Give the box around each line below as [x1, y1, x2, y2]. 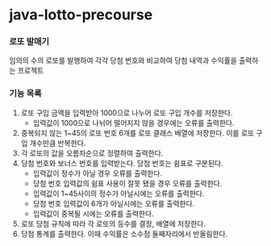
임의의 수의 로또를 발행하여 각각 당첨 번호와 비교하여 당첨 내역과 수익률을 [9, 56, 237, 65]
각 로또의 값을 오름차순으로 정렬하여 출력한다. [20, 148, 164, 158]
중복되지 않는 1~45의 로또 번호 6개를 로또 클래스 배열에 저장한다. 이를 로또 [20, 127, 255, 138]
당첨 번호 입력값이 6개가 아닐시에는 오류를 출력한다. [32, 198, 195, 208]
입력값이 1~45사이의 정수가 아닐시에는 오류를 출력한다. [32, 188, 205, 198]
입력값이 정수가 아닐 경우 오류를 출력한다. [32, 168, 163, 178]
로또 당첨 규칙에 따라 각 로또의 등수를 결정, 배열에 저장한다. [20, 219, 206, 228]
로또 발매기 [9, 36, 50, 48]
